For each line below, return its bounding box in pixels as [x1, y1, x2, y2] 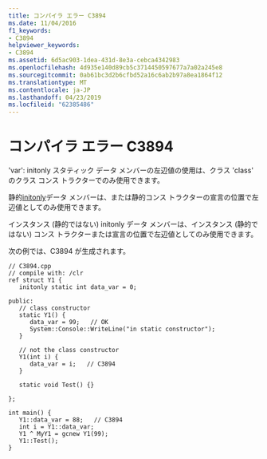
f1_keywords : [8, 26, 52, 34]
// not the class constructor [18, 346, 120, 354]
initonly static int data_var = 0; [18, 283, 137, 291]
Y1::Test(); [18, 437, 59, 445]
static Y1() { [18, 311, 66, 319]
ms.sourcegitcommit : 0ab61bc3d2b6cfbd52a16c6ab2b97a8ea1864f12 [8, 71, 223, 79]
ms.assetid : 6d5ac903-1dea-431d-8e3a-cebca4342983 [8, 57, 180, 65]
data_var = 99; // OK [29, 319, 109, 326]
